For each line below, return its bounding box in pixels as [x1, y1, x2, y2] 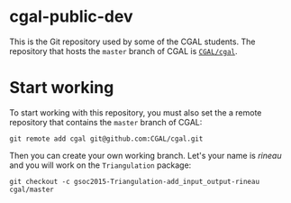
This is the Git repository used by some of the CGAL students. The [9, 36, 256, 47]
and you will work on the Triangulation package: [9, 160, 192, 171]
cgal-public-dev [9, 6, 133, 27]
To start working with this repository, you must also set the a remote [9, 106, 262, 118]
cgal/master [9, 185, 54, 194]
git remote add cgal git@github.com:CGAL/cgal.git [9, 134, 204, 143]
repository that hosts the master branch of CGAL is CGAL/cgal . [9, 45, 238, 56]
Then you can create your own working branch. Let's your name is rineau [9, 150, 282, 161]
